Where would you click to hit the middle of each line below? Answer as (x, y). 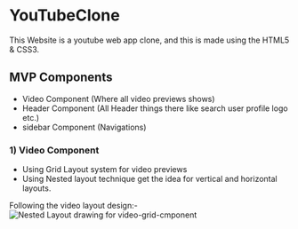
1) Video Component (54, 150)
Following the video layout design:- (73, 206)
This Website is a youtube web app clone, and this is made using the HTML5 (149, 40)
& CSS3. (24, 49)
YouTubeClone (64, 16)
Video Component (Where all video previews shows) (118, 99)
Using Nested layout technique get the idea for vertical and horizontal (149, 179)
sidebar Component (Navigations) (84, 127)
